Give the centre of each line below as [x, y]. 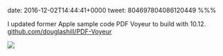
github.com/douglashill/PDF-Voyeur [60, 32]
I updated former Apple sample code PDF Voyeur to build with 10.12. [107, 24]
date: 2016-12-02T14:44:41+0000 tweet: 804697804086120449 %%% [112, 10]
